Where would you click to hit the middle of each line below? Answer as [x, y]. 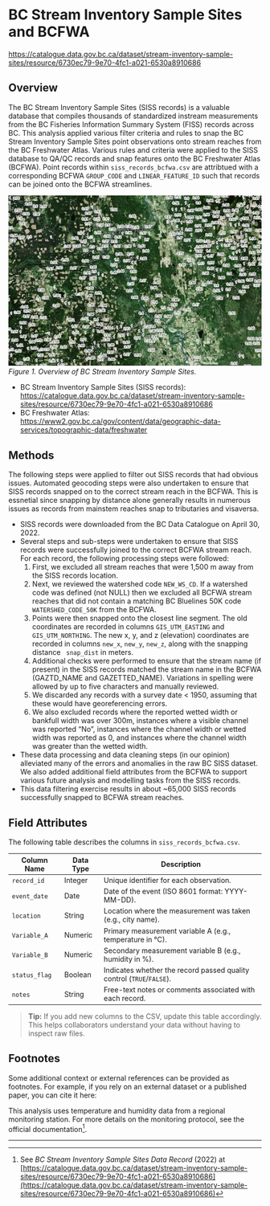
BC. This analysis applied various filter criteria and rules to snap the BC [126, 133]
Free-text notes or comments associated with [179, 990]
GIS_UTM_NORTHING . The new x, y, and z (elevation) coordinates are [140, 636]
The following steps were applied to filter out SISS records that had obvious [133, 475]
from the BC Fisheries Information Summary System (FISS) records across [131, 124]
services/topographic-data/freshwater [84, 430]
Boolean [78, 975]
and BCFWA [49, 32]
